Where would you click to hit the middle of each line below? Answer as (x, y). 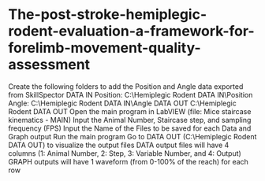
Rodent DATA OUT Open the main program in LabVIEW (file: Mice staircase (130, 111)
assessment (49, 65)
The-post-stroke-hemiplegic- (108, 15)
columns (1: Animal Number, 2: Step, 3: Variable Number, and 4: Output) (125, 153)
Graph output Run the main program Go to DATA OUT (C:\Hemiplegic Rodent (132, 136)
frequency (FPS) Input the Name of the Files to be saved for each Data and (130, 128)
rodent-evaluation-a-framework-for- (131, 31)
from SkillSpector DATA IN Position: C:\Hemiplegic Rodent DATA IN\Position (131, 94)
